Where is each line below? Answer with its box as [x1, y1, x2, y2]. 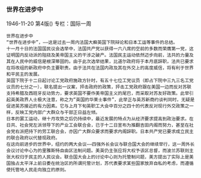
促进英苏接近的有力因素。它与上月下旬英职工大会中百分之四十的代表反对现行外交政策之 [6, 103, 190, 109]
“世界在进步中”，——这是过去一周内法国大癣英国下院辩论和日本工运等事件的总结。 [6, 40, 178, 46]
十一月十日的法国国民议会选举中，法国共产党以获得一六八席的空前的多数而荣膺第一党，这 [6, 46, 194, 52]
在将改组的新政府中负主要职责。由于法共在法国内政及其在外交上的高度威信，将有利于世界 [6, 65, 194, 71]
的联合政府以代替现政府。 [6, 135, 60, 141]
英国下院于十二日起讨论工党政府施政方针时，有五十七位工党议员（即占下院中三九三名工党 [6, 78, 194, 84]
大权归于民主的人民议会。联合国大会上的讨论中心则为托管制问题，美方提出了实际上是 [10, 154, 190, 160]
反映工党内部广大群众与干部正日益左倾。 [14, 110, 100, 116]
